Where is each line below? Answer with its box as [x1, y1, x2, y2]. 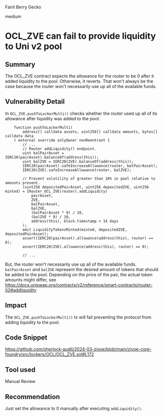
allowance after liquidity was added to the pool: [5, 115, 100, 121]
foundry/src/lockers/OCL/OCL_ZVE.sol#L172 [5, 351, 94, 357]
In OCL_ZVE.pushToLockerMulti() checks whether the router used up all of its [5, 110, 157, 116]
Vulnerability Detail [5, 97, 65, 106]
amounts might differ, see [5, 277, 56, 283]
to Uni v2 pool [5, 41, 62, 52]
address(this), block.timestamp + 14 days [31, 218, 119, 223]
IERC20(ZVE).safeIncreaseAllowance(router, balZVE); [22, 167, 132, 172]
